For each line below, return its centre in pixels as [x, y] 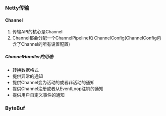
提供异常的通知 [28, 76]
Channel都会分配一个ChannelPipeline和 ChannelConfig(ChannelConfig [84, 38]
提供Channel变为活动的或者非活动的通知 [54, 83]
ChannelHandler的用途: [30, 56]
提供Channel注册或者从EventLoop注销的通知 [58, 89]
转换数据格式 [25, 70]
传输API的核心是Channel [37, 32]
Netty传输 [17, 7]
